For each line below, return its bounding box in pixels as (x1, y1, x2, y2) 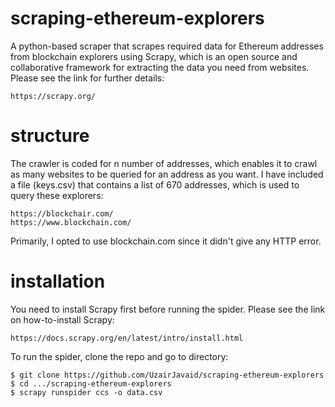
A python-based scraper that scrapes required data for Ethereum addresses (10, 40, 324, 52)
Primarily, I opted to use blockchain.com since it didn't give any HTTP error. (10, 235, 322, 247)
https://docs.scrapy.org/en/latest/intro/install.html (10, 333, 244, 343)
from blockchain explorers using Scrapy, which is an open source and (10, 50, 298, 62)
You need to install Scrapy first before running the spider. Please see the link (10, 303, 326, 315)
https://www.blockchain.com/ (10, 217, 132, 227)
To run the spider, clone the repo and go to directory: (10, 350, 229, 362)
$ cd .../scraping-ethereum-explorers (10, 378, 172, 389)
